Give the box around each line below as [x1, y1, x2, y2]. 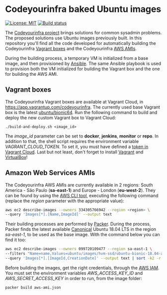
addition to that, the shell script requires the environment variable [5, 138, 139, 144]
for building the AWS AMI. [5, 71, 58, 77]
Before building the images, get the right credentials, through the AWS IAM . [5, 265, 160, 271]
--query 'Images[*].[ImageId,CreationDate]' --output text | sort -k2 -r [5, 256, 162, 261]
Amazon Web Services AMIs [5, 168, 95, 177]
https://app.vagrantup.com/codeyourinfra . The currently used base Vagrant [5, 104, 161, 110]
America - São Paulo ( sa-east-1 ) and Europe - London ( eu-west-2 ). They [5, 187, 156, 193]
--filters [5, 251, 26, 256]
